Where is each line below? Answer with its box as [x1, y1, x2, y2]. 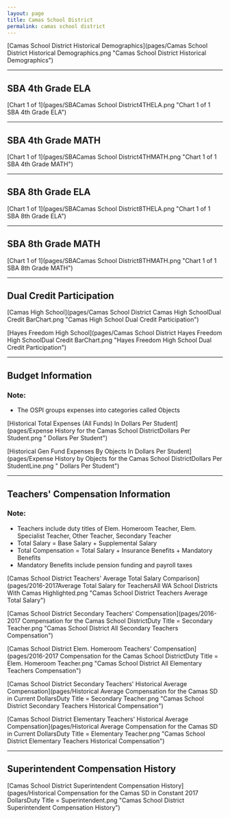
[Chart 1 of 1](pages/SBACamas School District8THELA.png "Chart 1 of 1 [7, 204, 211, 213]
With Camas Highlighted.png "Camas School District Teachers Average [7, 589, 208, 597]
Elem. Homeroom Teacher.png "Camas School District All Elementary [7, 659, 202, 667]
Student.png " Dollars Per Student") [7, 434, 108, 442]
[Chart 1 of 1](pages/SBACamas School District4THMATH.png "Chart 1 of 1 [7, 152, 217, 161]
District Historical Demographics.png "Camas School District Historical [7, 49, 207, 57]
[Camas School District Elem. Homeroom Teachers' [7, 644, 152, 652]
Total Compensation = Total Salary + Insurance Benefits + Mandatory [16, 546, 213, 554]
